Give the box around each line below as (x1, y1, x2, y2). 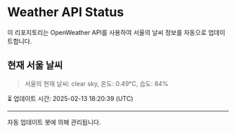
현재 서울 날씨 (7, 59, 63, 71)
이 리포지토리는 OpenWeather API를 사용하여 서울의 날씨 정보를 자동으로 (7, 28, 207, 36)
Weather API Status (7, 4, 124, 20)
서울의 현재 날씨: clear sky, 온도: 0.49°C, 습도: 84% (24, 79, 169, 87)
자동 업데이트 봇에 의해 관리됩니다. (7, 118, 101, 126)
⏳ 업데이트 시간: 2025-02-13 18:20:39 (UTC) (7, 94, 133, 102)
